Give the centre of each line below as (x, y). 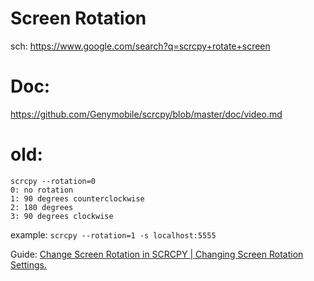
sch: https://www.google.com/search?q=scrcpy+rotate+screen (140, 46)
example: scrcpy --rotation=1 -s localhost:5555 (113, 234)
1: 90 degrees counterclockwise (77, 198)
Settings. (28, 264)
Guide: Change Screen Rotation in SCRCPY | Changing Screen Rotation (157, 254)
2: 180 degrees (42, 207)
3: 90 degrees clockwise (62, 216)
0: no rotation (42, 190)
